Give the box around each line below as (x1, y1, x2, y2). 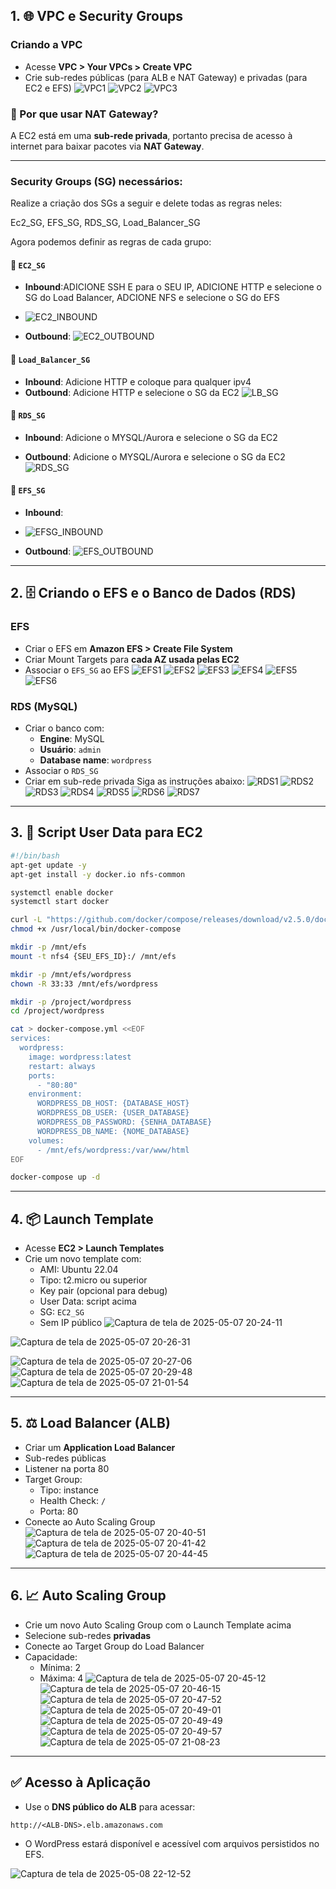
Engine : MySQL (39, 733, 105, 745)
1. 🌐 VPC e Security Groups (10, 8, 183, 25)
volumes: (28, 1135, 65, 1146)
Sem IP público (39, 1317, 103, 1329)
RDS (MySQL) (10, 699, 78, 713)
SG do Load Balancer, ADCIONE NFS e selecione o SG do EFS (24, 292, 280, 304)
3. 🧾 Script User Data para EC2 (10, 824, 203, 841)
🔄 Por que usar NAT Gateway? (10, 107, 159, 121)
